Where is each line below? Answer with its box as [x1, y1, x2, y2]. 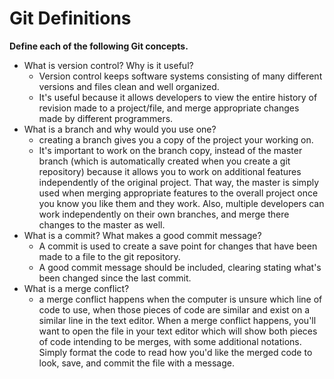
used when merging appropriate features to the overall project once [38, 187, 319, 199]
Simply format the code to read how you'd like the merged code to [38, 346, 313, 358]
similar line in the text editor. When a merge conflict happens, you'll [38, 314, 317, 326]
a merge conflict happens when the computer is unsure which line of [38, 293, 323, 305]
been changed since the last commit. [38, 272, 192, 284]
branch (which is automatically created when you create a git [38, 155, 291, 167]
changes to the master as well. [38, 218, 166, 231]
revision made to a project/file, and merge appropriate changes [38, 102, 300, 114]
